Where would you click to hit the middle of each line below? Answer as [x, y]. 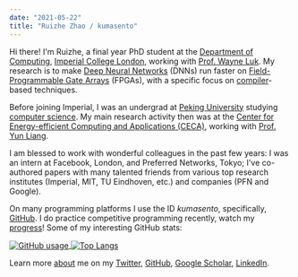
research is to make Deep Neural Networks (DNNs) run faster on [128, 70]
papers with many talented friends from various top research [157, 172]
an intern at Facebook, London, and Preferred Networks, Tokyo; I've [135, 162]
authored [26, 172]
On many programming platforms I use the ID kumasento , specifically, [138, 208]
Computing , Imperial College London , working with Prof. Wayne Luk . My [142, 61]
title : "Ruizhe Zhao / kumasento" [74, 26]
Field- [260, 70]
